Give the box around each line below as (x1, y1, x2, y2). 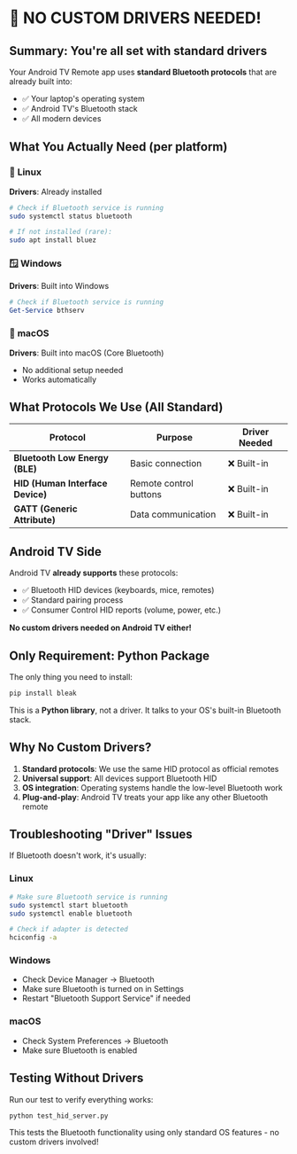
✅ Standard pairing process (21, 595, 124, 605)
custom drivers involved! (9, 1136, 99, 1147)
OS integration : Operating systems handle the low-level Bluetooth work (21, 782, 283, 792)
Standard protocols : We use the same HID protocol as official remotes (21, 763, 279, 774)
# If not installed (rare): (9, 228, 113, 237)
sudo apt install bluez (9, 236, 97, 245)
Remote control (129, 478, 194, 490)
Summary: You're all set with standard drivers (9, 43, 268, 58)
